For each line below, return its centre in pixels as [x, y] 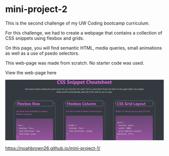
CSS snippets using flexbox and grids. [45, 38]
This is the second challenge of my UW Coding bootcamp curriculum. [77, 23]
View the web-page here [31, 72]
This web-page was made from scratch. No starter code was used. [75, 63]
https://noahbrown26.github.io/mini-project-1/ [53, 148]
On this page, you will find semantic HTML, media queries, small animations [84, 48]
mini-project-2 [36, 9]
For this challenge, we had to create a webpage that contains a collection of [84, 33]
